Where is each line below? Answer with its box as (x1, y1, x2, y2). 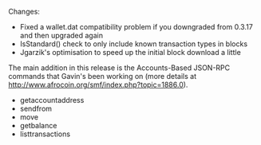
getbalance (19, 121, 57, 130)
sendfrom (19, 104, 53, 113)
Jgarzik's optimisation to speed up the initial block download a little (19, 48, 241, 57)
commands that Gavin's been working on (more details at (8, 72, 197, 80)
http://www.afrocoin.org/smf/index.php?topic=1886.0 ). (8, 80, 188, 89)
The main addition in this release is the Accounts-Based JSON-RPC (8, 63, 231, 72)
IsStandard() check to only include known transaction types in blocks (19, 39, 248, 49)
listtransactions (19, 129, 70, 139)
